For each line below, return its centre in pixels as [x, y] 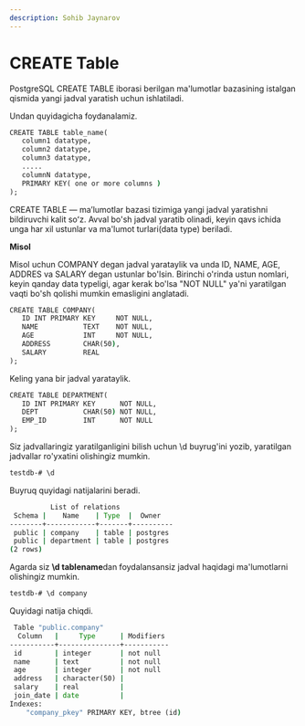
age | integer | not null [87, 670]
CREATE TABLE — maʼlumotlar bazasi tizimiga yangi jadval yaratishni [139, 209]
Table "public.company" [58, 628]
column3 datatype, [57, 158]
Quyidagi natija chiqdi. [52, 611]
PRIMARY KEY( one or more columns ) [91, 184]
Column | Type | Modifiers [92, 636]
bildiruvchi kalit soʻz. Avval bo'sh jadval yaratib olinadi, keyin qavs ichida [145, 219]
